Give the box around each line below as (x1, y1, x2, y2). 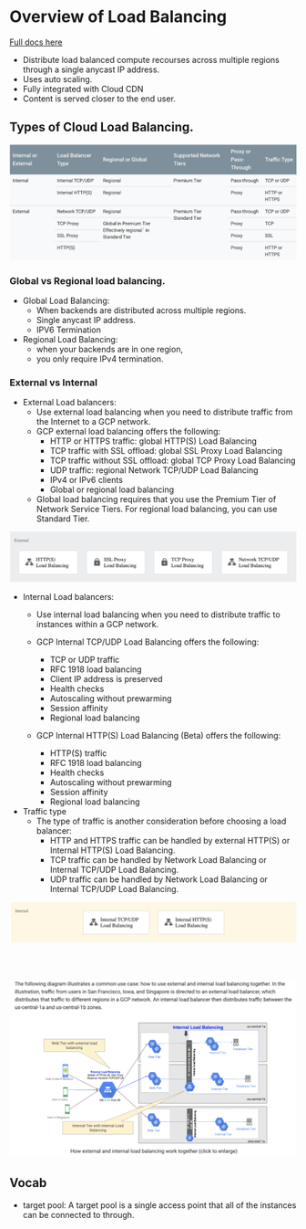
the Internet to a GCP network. (36, 416, 151, 427)
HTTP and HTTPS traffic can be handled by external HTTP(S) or (49, 835, 291, 846)
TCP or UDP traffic (49, 655, 120, 666)
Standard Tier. (36, 513, 90, 524)
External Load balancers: (22, 397, 117, 408)
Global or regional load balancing (49, 484, 175, 495)
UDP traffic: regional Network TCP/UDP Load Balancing (49, 465, 259, 476)
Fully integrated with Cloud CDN (22, 83, 144, 94)
